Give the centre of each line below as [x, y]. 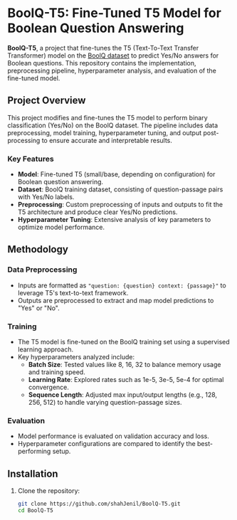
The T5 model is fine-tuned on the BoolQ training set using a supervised [123, 342]
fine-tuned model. [34, 78]
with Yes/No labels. [46, 197]
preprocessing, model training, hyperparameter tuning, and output [105, 132]
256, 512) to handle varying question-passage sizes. [105, 403]
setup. [62, 451]
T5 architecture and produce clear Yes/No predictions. [98, 212]
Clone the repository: [49, 491]
